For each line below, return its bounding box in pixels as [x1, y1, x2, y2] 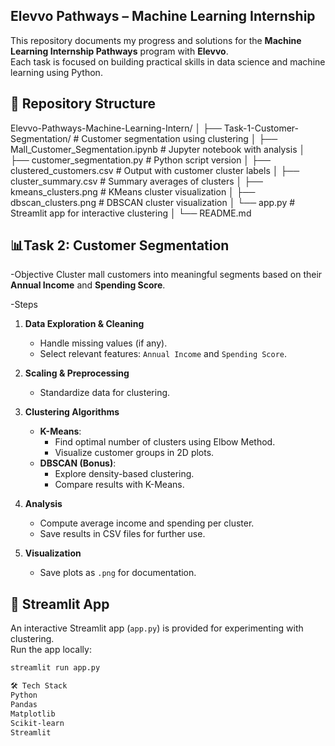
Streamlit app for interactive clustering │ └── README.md [10, 207, 252, 219]
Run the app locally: [10, 644, 92, 656]
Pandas [10, 699, 38, 709]
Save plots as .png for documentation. [39, 567, 197, 579]
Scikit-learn [10, 718, 65, 728]
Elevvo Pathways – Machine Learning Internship [10, 8, 316, 25]
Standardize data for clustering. [39, 387, 171, 399]
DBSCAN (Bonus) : [39, 457, 117, 469]
